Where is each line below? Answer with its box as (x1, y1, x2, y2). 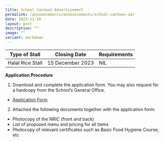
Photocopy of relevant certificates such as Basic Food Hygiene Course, (12, 127, 160, 133)
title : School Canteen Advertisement (5, 7, 84, 12)
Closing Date (54, 51, 86, 58)
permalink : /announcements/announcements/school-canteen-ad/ (5, 12, 135, 17)
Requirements (99, 51, 133, 58)
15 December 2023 (47, 59, 94, 66)
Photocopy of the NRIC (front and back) (12, 116, 95, 122)
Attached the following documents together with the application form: (12, 106, 156, 112)
